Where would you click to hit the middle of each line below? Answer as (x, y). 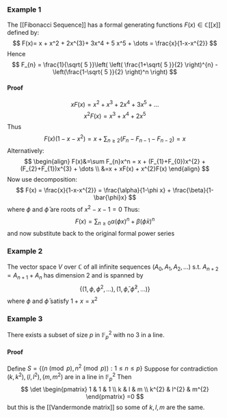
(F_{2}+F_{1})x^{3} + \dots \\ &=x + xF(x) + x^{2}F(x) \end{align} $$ (115, 169)
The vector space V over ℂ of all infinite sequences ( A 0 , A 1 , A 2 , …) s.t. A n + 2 (113, 267)
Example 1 (24, 10)
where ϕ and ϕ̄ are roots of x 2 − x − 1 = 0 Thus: (74, 209)
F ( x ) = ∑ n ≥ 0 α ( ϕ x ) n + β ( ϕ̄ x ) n (115, 221)
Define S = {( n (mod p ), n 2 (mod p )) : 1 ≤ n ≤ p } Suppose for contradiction (112, 368)
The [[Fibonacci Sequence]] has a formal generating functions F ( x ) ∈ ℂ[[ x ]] (114, 25)
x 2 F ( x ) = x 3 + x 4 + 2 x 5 (115, 115)
